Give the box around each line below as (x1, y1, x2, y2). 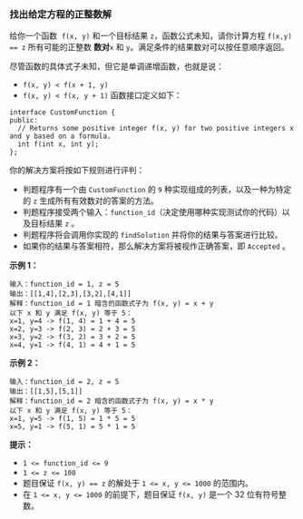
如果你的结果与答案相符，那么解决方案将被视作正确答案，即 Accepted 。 (22, 240, 290, 251)
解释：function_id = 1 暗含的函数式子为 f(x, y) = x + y (9, 299, 214, 308)
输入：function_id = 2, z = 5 (9, 377, 120, 387)
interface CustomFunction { (9, 108, 116, 117)
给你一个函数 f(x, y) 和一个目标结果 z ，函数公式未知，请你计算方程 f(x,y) (9, 30, 292, 42)
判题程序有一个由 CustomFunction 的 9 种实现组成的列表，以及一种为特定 (22, 184, 292, 195)
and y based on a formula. (9, 132, 112, 142)
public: (9, 116, 39, 125)
